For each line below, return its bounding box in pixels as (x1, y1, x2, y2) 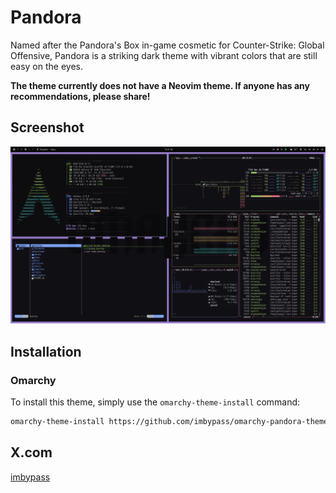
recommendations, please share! (10, 90, 151, 102)
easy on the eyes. (10, 60, 83, 72)
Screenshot (10, 119, 85, 136)
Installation (10, 343, 82, 360)
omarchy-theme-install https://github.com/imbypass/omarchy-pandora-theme (10, 416, 329, 426)
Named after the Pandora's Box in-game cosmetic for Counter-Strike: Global (10, 39, 325, 51)
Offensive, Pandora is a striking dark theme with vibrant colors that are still (10, 49, 318, 61)
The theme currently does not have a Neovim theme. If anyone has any (10, 79, 310, 91)
